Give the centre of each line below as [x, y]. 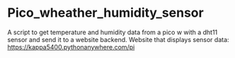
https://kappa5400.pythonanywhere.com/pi [71, 47]
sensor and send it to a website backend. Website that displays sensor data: [118, 39]
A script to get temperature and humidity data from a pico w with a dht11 [113, 32]
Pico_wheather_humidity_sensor [105, 13]
